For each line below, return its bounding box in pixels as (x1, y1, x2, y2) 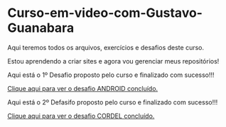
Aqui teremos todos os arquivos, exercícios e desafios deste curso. (7, 43, 205, 52)
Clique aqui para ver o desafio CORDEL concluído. (7, 111, 155, 120)
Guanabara (7, 20, 75, 36)
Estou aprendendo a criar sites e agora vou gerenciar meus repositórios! (7, 56, 220, 65)
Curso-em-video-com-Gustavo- (7, 5, 203, 21)
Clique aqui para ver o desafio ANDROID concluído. (7, 84, 158, 92)
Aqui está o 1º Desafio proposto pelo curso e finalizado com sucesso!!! (7, 71, 215, 79)
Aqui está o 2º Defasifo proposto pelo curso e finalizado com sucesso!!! (7, 97, 218, 107)
